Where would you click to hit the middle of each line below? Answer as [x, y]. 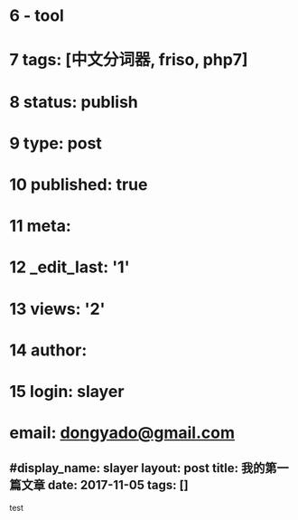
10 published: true [79, 184]
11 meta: [41, 226]
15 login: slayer [67, 391]
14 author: [48, 350]
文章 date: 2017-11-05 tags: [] [105, 485]
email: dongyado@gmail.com [122, 433]
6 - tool [37, 16]
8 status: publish [74, 102]
